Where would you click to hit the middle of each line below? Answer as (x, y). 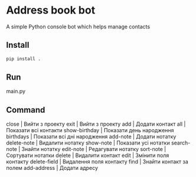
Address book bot (51, 10)
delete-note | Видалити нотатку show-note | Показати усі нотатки (88, 143)
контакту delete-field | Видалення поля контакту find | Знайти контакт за (97, 162)
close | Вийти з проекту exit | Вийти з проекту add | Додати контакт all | (96, 124)
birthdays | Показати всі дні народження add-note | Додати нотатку (91, 137)
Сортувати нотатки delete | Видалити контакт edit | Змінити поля (88, 155)
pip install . (24, 59)
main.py (16, 91)
